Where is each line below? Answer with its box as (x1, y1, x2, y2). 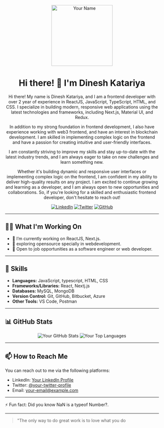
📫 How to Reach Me (5, 352, 68, 360)
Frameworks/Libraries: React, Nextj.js (12, 283, 90, 289)
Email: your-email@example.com (12, 388, 79, 393)
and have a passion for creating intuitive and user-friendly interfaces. (12, 139, 152, 145)
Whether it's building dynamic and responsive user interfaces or (17, 168, 147, 175)
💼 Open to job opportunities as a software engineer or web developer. (12, 246, 153, 252)
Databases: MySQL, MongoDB (12, 288, 75, 294)
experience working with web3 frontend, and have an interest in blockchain (6, 129, 158, 135)
